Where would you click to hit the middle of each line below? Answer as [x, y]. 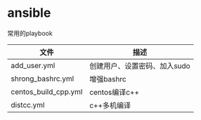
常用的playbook [30, 33]
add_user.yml [33, 65]
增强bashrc [108, 79]
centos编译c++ [114, 92]
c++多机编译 [110, 105]
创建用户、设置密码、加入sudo [140, 66]
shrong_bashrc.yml [43, 79]
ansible [29, 13]
